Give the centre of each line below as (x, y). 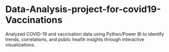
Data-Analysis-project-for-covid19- (83, 9)
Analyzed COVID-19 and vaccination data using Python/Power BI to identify (85, 34)
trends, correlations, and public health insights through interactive (75, 39)
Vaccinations (34, 20)
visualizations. (20, 44)
